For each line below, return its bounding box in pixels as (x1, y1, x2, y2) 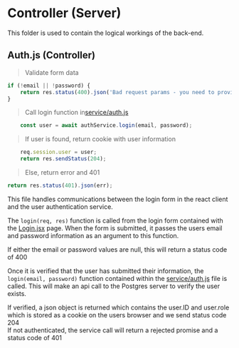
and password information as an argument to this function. (7, 231, 179, 240)
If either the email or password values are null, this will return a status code (7, 245, 228, 254)
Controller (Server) (7, 5, 122, 21)
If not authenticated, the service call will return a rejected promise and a (7, 326, 218, 334)
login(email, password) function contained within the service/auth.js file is (7, 274, 228, 282)
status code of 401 (7, 333, 63, 342)
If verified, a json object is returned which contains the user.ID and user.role (7, 303, 230, 312)
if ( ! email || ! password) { (7, 82, 91, 89)
